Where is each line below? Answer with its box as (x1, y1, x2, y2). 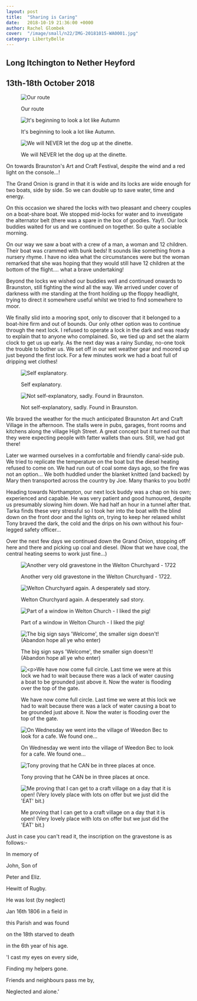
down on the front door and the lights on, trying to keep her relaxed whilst (6, 514, 186, 521)
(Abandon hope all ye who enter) (21, 655, 101, 662)
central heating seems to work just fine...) (6, 550, 107, 558)
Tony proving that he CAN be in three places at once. (21, 773, 150, 780)
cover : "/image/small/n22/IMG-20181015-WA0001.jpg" (6, 31, 139, 37)
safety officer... (24, 526, 61, 533)
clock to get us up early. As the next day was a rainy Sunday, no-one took (6, 339, 186, 346)
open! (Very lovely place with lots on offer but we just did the (21, 815, 169, 822)
